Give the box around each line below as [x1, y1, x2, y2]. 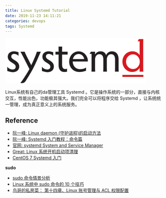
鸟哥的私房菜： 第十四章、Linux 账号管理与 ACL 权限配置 [12, 187, 129, 193]
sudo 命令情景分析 [12, 175, 51, 181]
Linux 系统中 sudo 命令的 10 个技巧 [12, 181, 84, 187]
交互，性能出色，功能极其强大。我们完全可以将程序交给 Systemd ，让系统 [5, 95, 157, 101]
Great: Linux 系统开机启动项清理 [12, 148, 78, 154]
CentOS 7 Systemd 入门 [12, 154, 62, 161]
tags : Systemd [5, 24, 35, 29]
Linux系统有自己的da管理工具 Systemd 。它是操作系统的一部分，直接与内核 [5, 89, 160, 95]
